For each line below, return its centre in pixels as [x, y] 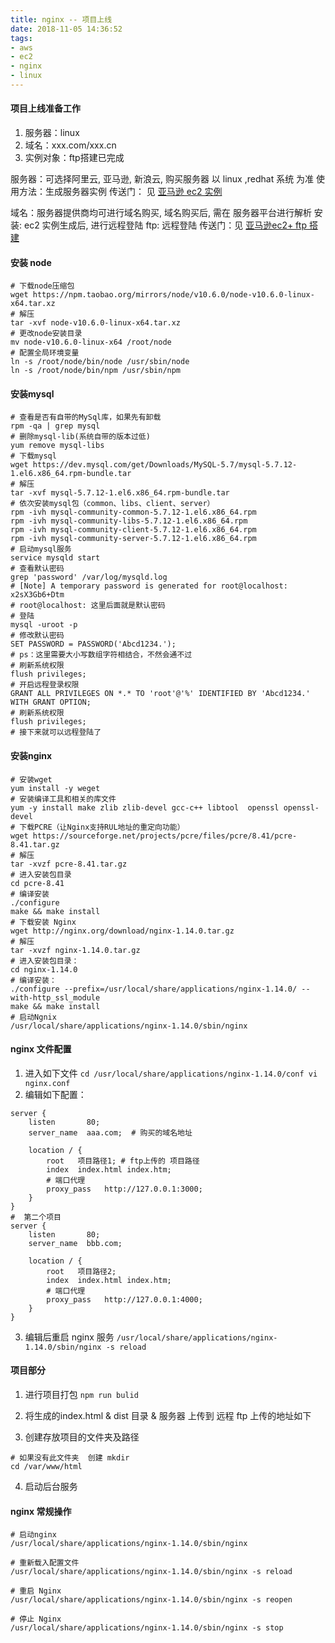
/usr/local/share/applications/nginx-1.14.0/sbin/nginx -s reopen [151, 1600]
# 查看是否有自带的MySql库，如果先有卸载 [86, 417]
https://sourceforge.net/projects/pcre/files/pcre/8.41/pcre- [165, 836]
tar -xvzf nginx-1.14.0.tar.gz [75, 950]
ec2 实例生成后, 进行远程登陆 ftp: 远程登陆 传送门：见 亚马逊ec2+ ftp [165, 225]
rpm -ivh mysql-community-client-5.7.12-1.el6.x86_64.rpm [133, 530]
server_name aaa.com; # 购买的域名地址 [110, 1132]
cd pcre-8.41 [37, 883]
